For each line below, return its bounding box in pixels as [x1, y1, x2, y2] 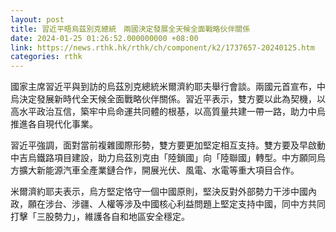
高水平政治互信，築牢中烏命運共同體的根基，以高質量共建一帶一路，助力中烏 [10, 106, 326, 118]
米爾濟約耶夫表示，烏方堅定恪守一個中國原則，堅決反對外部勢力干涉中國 [10, 186, 308, 198]
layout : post [10, 14, 65, 25]
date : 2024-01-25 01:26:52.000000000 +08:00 [10, 33, 199, 43]
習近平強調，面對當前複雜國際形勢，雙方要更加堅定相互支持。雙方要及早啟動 [10, 139, 326, 151]
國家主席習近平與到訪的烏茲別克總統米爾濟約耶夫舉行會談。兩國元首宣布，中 [10, 81, 326, 93]
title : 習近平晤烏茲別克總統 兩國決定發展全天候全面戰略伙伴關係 [10, 24, 251, 34]
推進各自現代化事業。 [10, 118, 98, 130]
